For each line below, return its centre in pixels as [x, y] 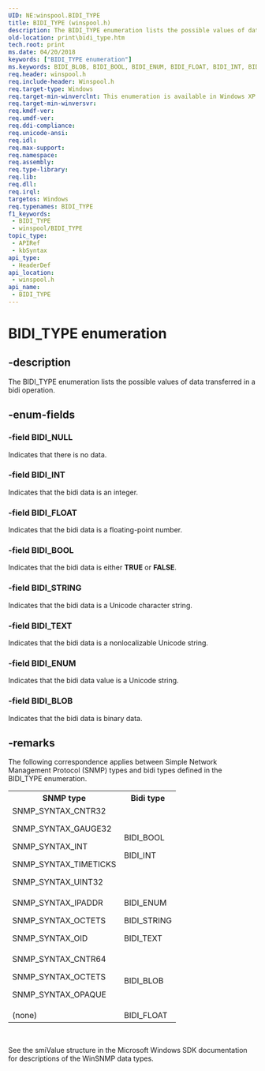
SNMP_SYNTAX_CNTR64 [59, 959]
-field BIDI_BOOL [41, 551]
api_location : [32, 272]
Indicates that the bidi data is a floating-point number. [95, 530]
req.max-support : [37, 148]
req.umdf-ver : [32, 118]
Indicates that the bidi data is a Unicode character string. [101, 605]
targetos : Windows [38, 199]
